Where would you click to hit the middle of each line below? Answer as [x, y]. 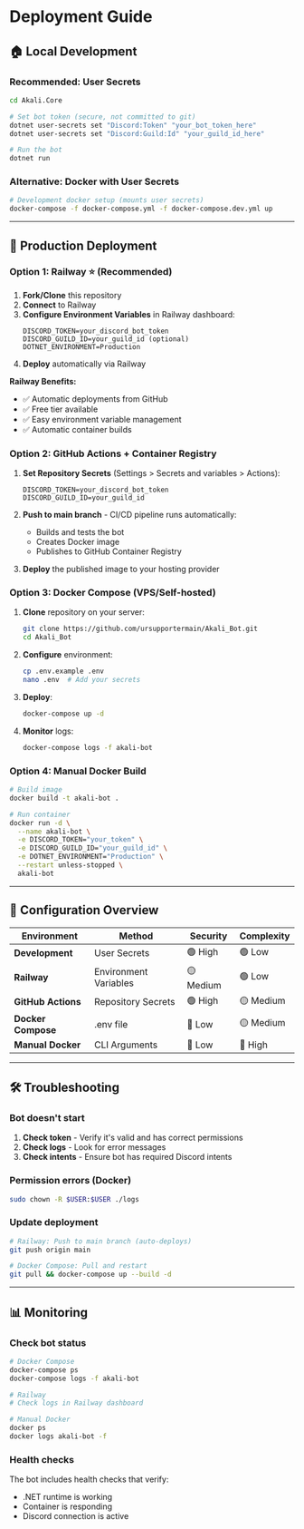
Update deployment [54, 1222]
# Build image [36, 790]
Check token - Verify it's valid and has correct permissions [133, 1138]
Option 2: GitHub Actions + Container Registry [113, 453]
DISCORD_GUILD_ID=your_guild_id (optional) [106, 339]
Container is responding [67, 1506]
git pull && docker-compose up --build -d [90, 1275]
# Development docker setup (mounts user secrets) [107, 200]
